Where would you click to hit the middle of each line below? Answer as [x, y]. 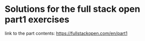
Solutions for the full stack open [72, 9]
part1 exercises [37, 20]
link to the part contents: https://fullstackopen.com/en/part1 [66, 33]
